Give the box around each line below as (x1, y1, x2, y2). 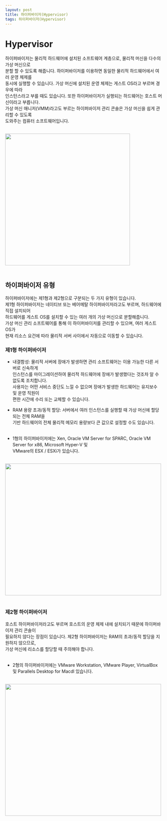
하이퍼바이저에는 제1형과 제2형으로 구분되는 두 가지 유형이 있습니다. (5, 295, 136, 301)
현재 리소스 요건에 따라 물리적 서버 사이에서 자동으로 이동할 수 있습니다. (5, 333, 144, 339)
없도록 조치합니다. (12, 378, 47, 384)
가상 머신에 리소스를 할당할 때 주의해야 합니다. (5, 646, 95, 652)
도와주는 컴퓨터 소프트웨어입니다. (5, 118, 70, 124)
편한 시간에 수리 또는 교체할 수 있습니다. (12, 396, 90, 402)
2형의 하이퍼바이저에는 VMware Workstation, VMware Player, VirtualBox (12, 662, 158, 668)
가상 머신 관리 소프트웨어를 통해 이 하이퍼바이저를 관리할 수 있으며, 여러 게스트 (5, 320, 157, 326)
